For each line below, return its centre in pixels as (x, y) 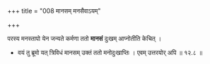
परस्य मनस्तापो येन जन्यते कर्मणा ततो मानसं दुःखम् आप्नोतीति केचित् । (84, 38)
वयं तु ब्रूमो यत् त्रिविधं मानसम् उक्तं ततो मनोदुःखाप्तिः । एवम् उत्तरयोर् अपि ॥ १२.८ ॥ (110, 52)
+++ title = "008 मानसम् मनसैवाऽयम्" (54, 11)
